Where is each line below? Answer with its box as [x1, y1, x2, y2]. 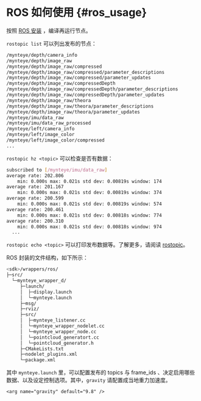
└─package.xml [19, 357, 56, 363]
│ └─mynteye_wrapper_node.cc [19, 328, 97, 334]
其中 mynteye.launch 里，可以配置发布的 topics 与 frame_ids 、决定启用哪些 [6, 369, 195, 376]
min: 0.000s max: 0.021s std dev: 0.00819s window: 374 [17, 190, 163, 196]
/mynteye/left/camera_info [6, 126, 75, 132]
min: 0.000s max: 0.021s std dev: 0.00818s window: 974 [17, 223, 163, 229]
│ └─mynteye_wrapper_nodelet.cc [19, 323, 105, 330]
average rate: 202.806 [6, 172, 64, 179]
